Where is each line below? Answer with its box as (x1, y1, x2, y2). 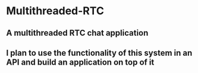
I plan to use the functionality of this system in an (6, 47, 193, 58)
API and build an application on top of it (6, 57, 155, 67)
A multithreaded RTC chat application (6, 28, 149, 38)
